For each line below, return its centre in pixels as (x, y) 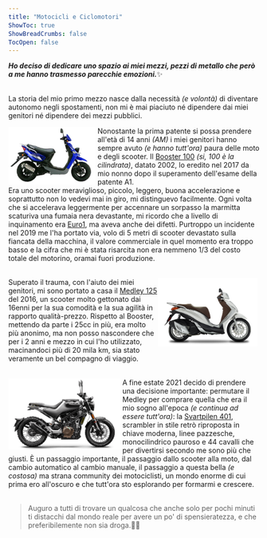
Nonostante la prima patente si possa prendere (175, 131)
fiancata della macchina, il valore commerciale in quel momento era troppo (131, 241)
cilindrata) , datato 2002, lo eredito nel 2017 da (173, 165)
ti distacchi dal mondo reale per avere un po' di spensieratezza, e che (142, 517)
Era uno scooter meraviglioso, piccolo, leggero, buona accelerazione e (124, 191)
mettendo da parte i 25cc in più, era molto (77, 325)
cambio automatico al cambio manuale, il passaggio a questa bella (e (122, 468)
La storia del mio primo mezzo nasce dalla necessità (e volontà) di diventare (133, 99)
